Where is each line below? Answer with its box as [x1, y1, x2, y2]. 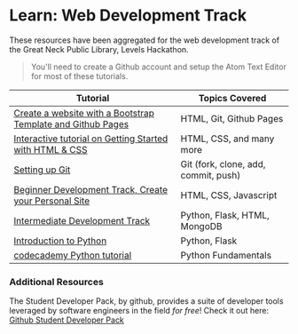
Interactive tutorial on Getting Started [13, 132, 169, 145]
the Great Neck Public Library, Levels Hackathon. [9, 44, 189, 54]
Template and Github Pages [13, 117, 129, 130]
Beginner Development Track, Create [13, 183, 169, 195]
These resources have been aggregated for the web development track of [9, 35, 280, 45]
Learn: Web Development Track [9, 5, 247, 26]
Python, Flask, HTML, [180, 209, 271, 221]
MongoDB [180, 219, 223, 232]
